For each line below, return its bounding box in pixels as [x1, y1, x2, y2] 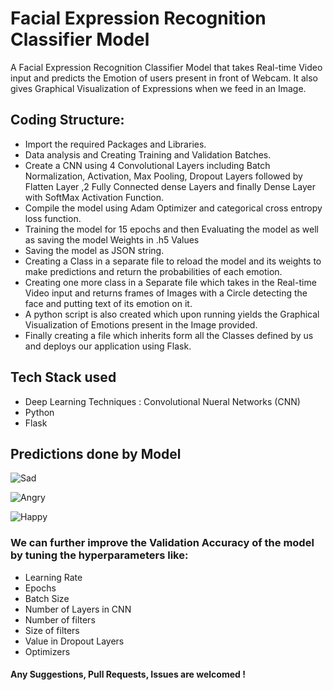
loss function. [24, 212, 82, 224]
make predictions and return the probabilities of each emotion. [24, 265, 283, 277]
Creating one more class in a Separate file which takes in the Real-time [24, 276, 317, 288]
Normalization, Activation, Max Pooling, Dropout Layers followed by [24, 170, 303, 182]
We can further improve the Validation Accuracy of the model [10, 536, 315, 550]
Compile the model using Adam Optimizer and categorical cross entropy [24, 202, 323, 214]
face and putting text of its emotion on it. [24, 297, 193, 309]
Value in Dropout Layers [24, 635, 125, 647]
